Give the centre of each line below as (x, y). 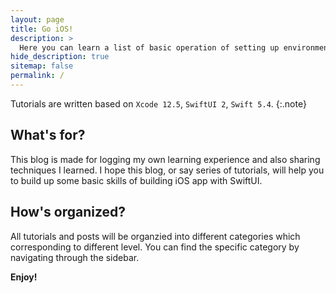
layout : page (37, 19)
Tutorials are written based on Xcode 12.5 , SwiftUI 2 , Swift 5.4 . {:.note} (158, 103)
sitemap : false (42, 66)
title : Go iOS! (42, 29)
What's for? (48, 135)
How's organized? (68, 212)
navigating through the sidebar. (75, 257)
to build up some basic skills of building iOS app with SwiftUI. (136, 180)
